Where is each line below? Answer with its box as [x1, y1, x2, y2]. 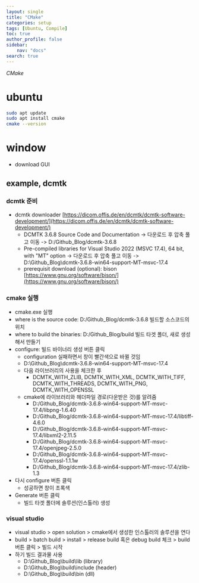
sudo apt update [6, 110, 46, 116]
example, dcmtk [6, 178, 67, 188]
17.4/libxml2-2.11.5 [32, 432, 77, 439]
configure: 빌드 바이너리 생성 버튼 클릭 [14, 346, 105, 353]
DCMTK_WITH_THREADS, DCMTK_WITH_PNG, [32, 380, 148, 387]
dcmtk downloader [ [14, 211, 65, 218]
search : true [6, 53, 39, 59]
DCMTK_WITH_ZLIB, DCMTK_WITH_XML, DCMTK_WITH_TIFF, [32, 374, 186, 381]
